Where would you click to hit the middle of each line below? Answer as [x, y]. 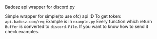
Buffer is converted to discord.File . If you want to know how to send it [77, 26]
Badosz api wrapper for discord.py [40, 7]
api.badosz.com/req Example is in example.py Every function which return [78, 21]
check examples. [22, 32]
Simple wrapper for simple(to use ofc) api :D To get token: [63, 16]
